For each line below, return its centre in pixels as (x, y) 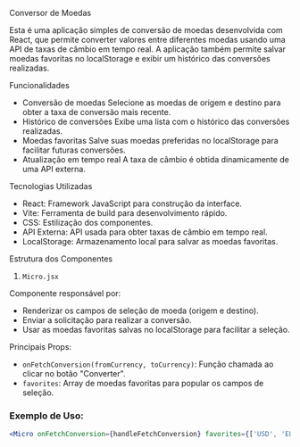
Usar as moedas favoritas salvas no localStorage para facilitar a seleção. (156, 330)
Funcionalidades (39, 85)
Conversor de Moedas (50, 13)
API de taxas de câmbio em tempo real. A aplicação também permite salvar (148, 49)
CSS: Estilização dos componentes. (87, 223)
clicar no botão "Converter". (74, 373)
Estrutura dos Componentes (61, 259)
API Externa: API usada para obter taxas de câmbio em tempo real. (145, 232)
